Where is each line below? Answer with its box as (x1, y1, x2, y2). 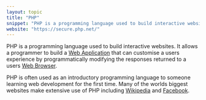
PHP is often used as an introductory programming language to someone (6, 74, 191, 81)
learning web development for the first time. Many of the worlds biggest (6, 80, 188, 88)
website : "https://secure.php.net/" (6, 26, 100, 32)
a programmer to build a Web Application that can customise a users (6, 49, 180, 57)
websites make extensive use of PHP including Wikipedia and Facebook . (6, 87, 190, 95)
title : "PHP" (6, 15, 40, 21)
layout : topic (6, 9, 43, 15)
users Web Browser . (6, 62, 57, 70)
